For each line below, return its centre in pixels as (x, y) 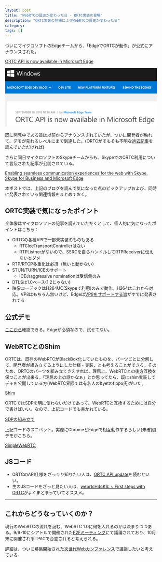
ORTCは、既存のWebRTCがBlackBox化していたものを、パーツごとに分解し (79, 359)
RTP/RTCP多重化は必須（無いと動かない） (54, 264)
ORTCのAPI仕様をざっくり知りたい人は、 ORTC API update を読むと (79, 474)
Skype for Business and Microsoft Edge (44, 178)
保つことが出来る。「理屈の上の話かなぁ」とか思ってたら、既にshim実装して (80, 377)
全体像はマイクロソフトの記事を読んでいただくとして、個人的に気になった (79, 223)
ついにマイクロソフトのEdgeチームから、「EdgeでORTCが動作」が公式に (77, 46)
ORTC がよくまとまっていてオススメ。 (49, 492)
